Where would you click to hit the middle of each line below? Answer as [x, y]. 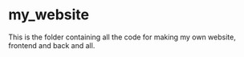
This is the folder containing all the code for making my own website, [122, 37]
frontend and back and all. [52, 45]
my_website [49, 15]
